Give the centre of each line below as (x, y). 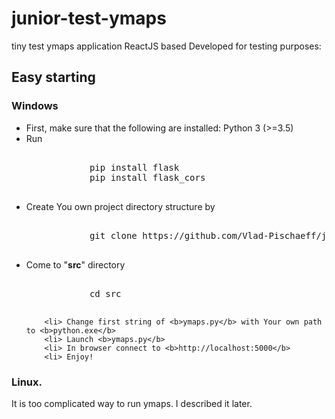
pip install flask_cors (147, 177)
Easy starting (53, 77)
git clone (113, 235)
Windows (35, 106)
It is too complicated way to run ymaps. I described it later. (132, 403)
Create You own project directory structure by (120, 206)
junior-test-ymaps (89, 18)
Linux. (27, 382)
